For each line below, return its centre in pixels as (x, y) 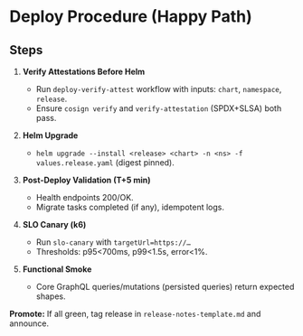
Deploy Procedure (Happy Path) (131, 17)
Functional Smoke (57, 269)
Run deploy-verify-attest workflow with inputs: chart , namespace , (159, 89)
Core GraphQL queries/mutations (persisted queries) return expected (165, 287)
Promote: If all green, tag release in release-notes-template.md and (135, 314)
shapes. (51, 296)
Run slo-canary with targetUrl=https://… (114, 242)
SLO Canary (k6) (54, 224)
